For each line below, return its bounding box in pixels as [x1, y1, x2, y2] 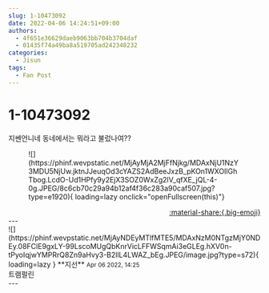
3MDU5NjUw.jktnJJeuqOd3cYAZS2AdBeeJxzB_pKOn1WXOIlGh [28, 166, 238, 176]
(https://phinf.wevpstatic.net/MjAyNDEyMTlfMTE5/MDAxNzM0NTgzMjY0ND [8, 233, 261, 243]
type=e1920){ [28, 191, 74, 201]
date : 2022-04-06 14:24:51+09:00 [8, 19, 120, 27]
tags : [8, 64, 26, 72]
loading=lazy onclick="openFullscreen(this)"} [74, 191, 226, 201]
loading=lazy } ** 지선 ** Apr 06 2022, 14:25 [8, 259, 140, 269]
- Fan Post [15, 71, 52, 79]
